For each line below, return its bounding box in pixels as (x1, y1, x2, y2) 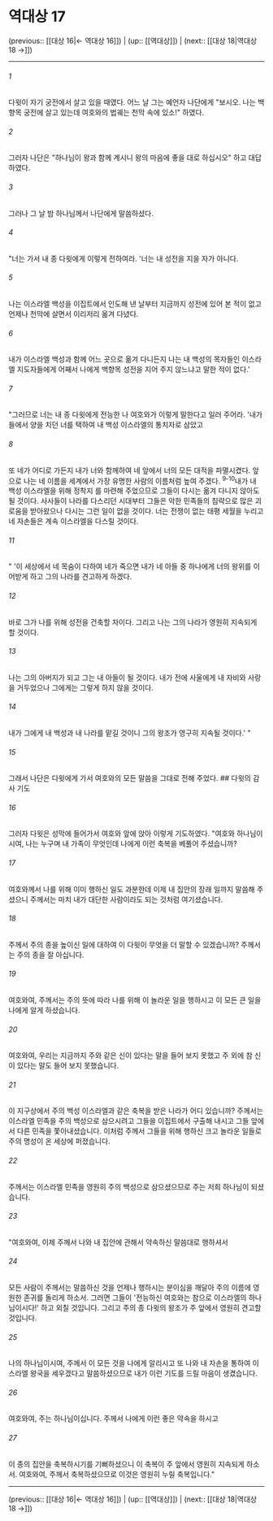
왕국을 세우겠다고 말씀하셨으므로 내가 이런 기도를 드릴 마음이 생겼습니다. (29, 1368, 258, 1378)
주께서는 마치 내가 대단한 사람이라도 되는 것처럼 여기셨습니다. (29, 895, 223, 904)
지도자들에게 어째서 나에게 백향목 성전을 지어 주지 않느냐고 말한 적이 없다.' (16, 365, 250, 375)
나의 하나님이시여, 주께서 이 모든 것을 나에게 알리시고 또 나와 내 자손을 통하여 (8, 1358, 251, 1368)
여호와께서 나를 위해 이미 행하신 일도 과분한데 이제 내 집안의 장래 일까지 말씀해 (8, 884, 256, 894)
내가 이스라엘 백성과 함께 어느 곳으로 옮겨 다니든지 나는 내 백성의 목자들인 (8, 354, 240, 364)
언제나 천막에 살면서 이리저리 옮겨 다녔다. (8, 309, 139, 318)
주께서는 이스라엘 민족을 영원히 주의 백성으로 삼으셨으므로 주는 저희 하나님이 (8, 1181, 249, 1191)
